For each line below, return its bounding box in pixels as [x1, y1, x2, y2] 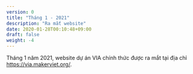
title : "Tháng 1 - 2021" [6, 15, 70, 21]
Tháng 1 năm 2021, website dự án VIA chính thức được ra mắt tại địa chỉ [6, 54, 187, 61]
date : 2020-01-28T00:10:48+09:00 [6, 26, 92, 32]
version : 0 [6, 9, 34, 15]
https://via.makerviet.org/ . [6, 61, 72, 68]
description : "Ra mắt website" [6, 20, 86, 26]
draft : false [6, 32, 40, 38]
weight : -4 [6, 37, 34, 43]
